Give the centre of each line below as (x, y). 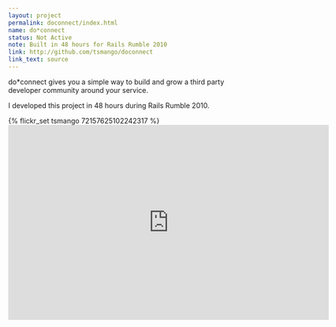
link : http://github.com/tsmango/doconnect (81, 52)
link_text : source (38, 60)
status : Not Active (40, 37)
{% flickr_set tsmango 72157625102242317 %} (84, 121)
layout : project (35, 15)
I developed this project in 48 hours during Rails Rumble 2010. (109, 105)
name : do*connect (37, 30)
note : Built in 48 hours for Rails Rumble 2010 (88, 45)
